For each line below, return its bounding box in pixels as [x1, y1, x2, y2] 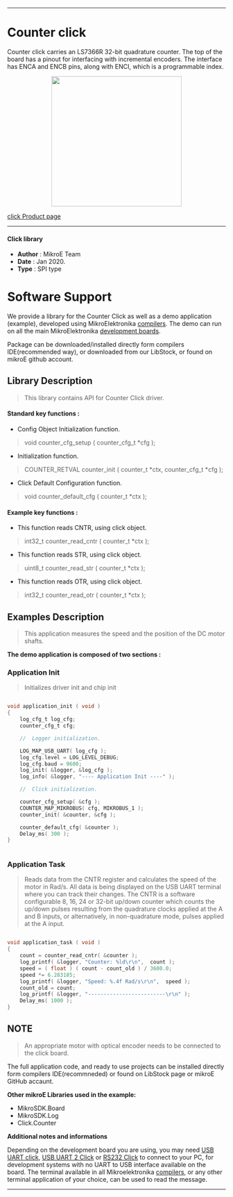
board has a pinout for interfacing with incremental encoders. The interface [7, 55, 223, 63]
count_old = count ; [19, 984, 76, 991]
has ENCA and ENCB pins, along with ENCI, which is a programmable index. [7, 62, 224, 70]
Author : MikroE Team [17, 250, 81, 258]
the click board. [24, 1048, 69, 1057]
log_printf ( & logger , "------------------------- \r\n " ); [19, 991, 191, 998]
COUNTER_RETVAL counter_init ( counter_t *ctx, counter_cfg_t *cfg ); [24, 465, 224, 474]
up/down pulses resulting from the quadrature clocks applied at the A [24, 905, 223, 914]
